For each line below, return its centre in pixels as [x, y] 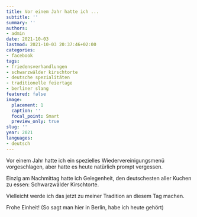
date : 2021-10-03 [28, 39]
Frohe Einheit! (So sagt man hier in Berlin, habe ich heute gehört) [85, 207]
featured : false [26, 94]
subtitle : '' [22, 17]
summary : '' [21, 22]
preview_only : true [35, 122]
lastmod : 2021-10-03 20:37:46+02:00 [51, 45]
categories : [21, 50]
